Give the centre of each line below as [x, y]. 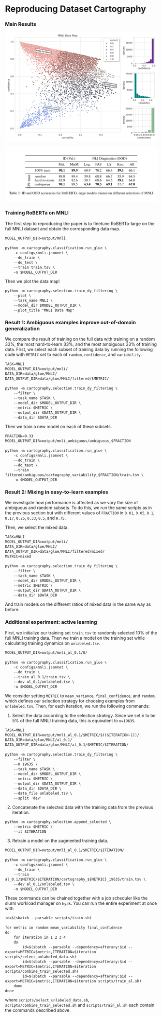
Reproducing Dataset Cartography [76, 9]
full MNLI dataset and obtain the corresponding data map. [63, 228]
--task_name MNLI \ [33, 300]
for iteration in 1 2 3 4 [40, 937]
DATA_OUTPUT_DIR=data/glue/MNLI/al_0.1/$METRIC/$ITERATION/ [67, 745]
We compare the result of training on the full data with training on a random [80, 339]
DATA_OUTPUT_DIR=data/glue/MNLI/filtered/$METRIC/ [57, 378]
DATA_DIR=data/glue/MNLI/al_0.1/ [39, 740]
